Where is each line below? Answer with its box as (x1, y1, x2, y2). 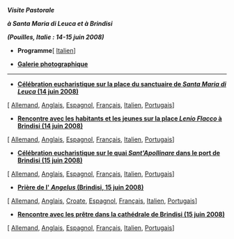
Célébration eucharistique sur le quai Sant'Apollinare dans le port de (17, 149, 221, 157)
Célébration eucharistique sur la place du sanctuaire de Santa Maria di (17, 80, 226, 88)
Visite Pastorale (7, 6, 54, 14)
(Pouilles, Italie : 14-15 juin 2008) (7, 33, 104, 41)
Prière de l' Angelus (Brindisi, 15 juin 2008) (17, 183, 144, 191)
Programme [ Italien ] (17, 47, 77, 54)
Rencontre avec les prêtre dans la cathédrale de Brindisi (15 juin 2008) (17, 210, 225, 218)
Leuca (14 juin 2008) (17, 87, 79, 95)
